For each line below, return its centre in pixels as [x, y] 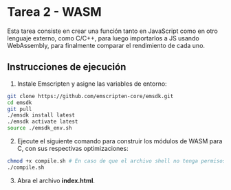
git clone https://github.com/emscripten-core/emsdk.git [90, 96]
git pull [20, 109]
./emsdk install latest [41, 115]
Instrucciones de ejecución [67, 67]
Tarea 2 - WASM [54, 12]
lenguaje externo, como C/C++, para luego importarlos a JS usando [103, 38]
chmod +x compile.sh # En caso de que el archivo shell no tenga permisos [117, 161]
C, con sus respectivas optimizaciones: [73, 149]
